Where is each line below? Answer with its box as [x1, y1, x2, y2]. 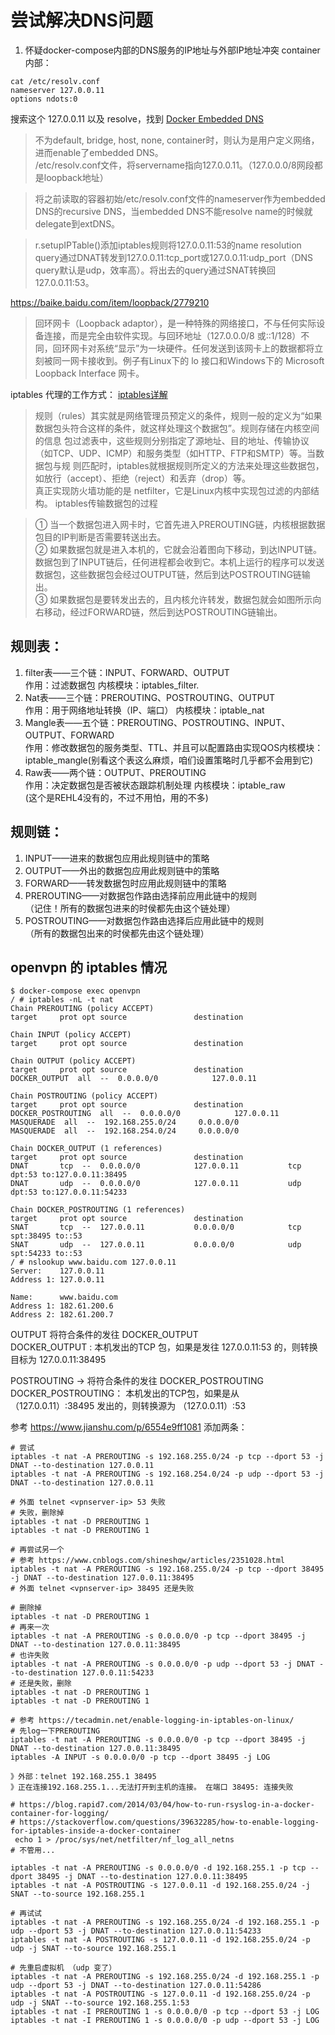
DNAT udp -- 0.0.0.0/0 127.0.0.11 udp [10, 1179, 302, 1189]
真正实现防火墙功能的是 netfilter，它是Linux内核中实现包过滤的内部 [34, 484, 311, 496]
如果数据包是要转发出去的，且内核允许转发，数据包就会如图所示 [49, 593, 313, 605]
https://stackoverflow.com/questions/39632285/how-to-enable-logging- [19, 1817, 320, 1828]
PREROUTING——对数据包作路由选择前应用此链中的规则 [24, 889, 258, 901]
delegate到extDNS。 [34, 217, 121, 230]
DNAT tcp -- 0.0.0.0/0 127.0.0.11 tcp [10, 1161, 302, 1171]
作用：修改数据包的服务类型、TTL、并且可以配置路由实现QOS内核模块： [24, 741, 324, 753]
